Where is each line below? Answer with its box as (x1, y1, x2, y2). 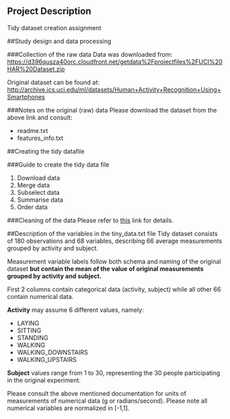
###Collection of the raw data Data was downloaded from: (7, 50, 173, 58)
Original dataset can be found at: (7, 78, 100, 86)
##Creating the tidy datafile (7, 147, 85, 155)
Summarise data (16, 195, 64, 204)
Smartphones (7, 93, 46, 101)
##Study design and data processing (7, 37, 112, 45)
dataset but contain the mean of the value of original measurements (7, 264, 204, 273)
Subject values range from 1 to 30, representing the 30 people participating (7, 368, 220, 376)
